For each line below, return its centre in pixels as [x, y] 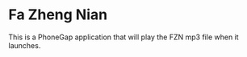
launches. [25, 45]
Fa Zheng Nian [58, 15]
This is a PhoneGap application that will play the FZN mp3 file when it [124, 37]
